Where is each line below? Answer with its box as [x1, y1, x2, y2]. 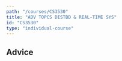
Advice [6, 47, 34, 57]
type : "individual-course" [6, 25, 74, 31]
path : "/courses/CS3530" [6, 8, 69, 15]
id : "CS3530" [6, 20, 39, 25]
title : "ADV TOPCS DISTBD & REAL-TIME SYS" [6, 14, 117, 20]
